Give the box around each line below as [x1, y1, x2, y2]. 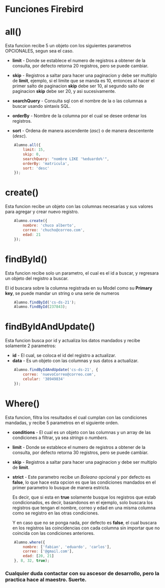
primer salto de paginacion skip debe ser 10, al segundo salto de [12, 83, 144, 89]
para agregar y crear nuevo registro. [5, 209, 79, 215]
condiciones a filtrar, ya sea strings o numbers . [12, 435, 108, 441]
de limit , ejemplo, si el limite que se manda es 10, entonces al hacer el [12, 78, 155, 84]
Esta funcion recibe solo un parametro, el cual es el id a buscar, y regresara [5, 270, 159, 276]
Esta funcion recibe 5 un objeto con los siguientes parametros [5, 43, 131, 49]
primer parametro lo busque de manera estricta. [12, 484, 110, 490]
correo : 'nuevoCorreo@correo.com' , [23, 372, 96, 377]
